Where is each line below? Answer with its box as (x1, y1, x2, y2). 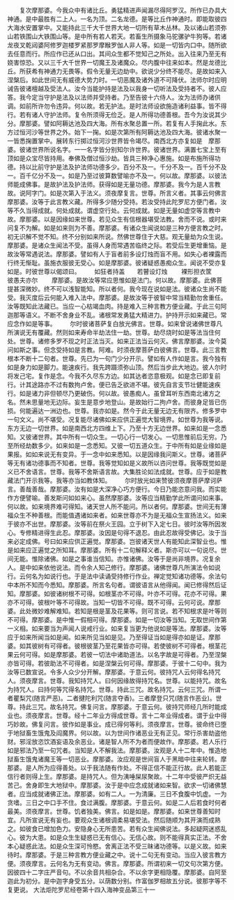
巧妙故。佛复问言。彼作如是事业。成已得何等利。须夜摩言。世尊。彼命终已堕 (7, 720, 227, 728)
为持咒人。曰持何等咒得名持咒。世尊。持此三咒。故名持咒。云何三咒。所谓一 (7, 685, 227, 693)
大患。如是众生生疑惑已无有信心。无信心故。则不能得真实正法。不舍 (31, 833, 227, 841)
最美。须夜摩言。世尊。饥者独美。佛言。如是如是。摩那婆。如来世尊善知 (7, 807, 214, 815)
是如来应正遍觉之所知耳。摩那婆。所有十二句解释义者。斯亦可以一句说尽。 (7, 546, 221, 554)
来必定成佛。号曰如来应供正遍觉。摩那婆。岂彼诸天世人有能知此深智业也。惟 (7, 537, 227, 545)
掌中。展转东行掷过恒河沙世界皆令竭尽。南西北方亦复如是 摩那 (37, 137, 221, 145)
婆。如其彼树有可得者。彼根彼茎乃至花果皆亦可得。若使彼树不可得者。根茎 (7, 642, 221, 650)
